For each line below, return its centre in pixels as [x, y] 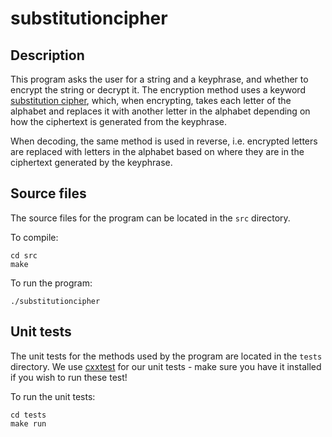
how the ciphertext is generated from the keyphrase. [119, 121]
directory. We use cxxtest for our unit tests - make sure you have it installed [166, 366]
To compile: [34, 237]
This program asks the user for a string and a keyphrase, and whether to [159, 79]
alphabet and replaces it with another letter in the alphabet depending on [160, 111]
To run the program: [51, 283]
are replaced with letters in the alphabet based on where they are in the [157, 151]
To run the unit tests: [53, 396]
